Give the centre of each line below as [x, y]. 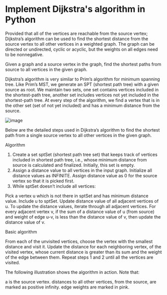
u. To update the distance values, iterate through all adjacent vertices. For [81, 206]
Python [20, 20]
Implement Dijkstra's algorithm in [75, 9]
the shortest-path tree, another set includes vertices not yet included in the [82, 95]
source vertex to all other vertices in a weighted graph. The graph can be [80, 44]
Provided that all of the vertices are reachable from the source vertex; [77, 33]
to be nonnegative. [24, 54]
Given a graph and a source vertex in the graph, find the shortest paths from [83, 64]
